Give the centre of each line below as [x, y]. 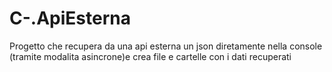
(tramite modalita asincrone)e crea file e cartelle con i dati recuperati [150, 56]
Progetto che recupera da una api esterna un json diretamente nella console [166, 46]
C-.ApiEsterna [70, 18]
